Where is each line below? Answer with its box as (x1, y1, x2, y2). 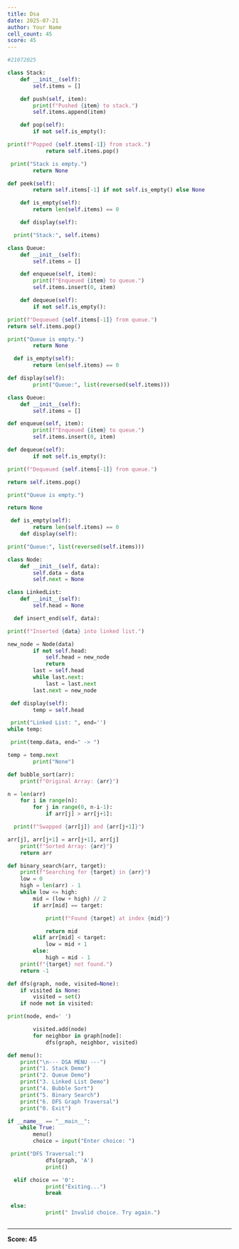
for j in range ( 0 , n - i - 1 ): (33, 804, 113, 811)
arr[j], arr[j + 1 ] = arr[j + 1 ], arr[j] (7, 836, 119, 843)
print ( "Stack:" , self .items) (14, 231, 100, 239)
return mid (45, 927, 78, 935)
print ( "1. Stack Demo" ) (20, 1065, 91, 1072)
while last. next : (33, 674, 84, 681)
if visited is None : (20, 987, 81, 994)
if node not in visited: (20, 1000, 94, 1008)
